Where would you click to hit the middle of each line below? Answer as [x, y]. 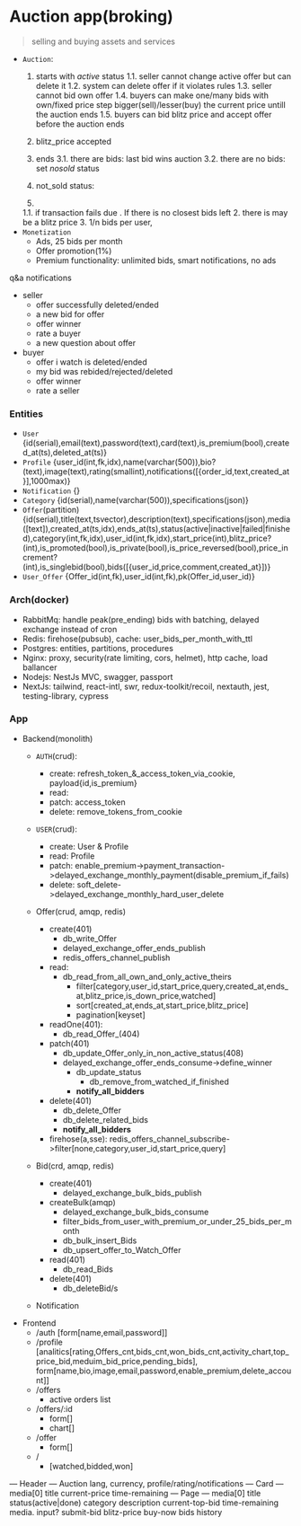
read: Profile [72, 856]
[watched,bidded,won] [91, 1466]
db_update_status [109, 1072]
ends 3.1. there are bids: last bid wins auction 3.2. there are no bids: [160, 158]
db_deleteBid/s [90, 1288]
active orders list [80, 1399]
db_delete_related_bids [105, 1119]
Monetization [47, 232]
